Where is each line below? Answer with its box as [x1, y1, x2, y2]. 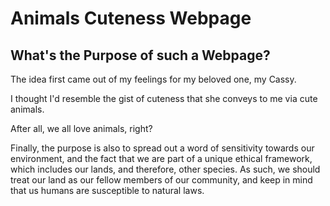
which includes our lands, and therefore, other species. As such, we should [10, 163, 321, 175]
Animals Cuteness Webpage [10, 7, 252, 30]
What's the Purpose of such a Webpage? [10, 47, 271, 64]
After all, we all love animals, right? [10, 123, 153, 134]
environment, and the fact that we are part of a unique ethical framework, [10, 153, 313, 164]
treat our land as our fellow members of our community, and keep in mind [10, 174, 313, 186]
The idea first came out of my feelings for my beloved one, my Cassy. [10, 73, 297, 85]
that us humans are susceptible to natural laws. [10, 185, 205, 196]
